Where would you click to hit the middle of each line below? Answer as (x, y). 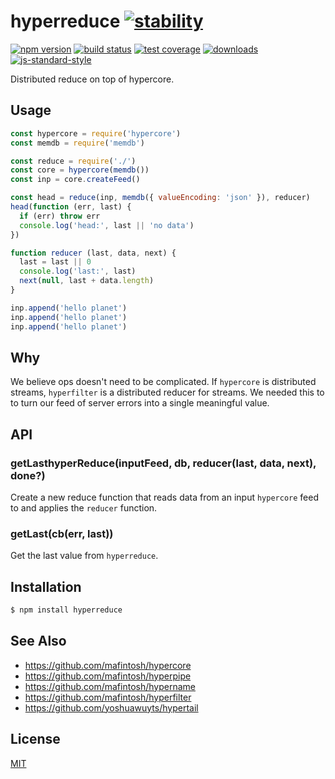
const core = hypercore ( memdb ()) (80, 170)
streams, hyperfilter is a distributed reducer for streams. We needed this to (167, 392)
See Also (38, 641)
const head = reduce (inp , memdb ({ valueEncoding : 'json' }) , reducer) (160, 198)
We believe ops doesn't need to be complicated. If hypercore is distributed (163, 382)
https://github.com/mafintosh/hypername (110, 686)
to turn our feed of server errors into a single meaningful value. (140, 403)
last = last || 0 (55, 262)
